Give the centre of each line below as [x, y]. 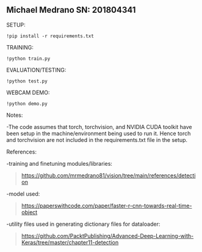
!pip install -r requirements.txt [50, 36]
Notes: [15, 115]
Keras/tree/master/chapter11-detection [70, 242]
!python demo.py [27, 103]
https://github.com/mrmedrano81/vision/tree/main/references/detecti [108, 175]
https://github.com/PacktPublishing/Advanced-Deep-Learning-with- [107, 235]
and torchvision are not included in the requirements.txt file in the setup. [97, 139]
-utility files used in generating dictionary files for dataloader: [83, 224]
